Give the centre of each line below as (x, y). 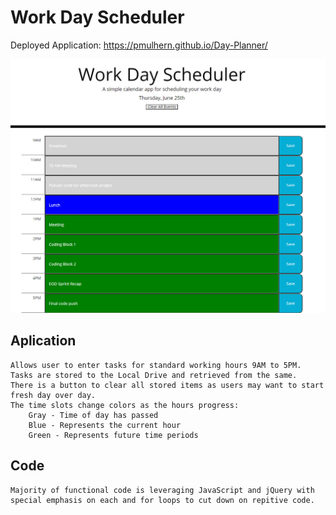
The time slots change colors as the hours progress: (125, 405)
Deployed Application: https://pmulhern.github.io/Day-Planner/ (139, 45)
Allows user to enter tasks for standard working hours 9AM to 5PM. (156, 365)
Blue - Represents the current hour (105, 425)
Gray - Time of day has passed (93, 415)
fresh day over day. (53, 395)
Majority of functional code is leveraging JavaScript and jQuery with (162, 490)
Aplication (43, 341)
